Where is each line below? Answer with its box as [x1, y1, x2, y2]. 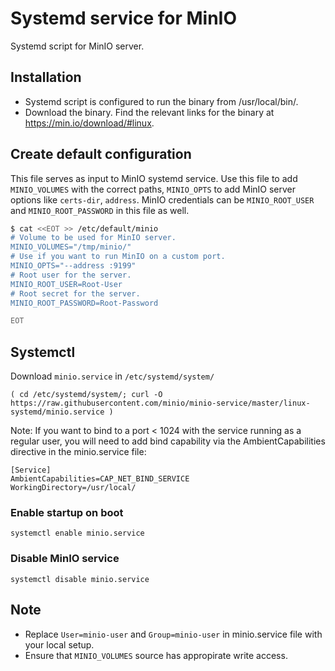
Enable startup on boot [10, 506, 124, 520]
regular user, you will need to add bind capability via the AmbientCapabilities [10, 435, 326, 447]
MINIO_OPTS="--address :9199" [10, 261, 137, 271]
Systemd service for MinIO [10, 7, 238, 30]
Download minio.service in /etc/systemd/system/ [10, 370, 215, 382]
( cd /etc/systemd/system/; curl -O [10, 390, 163, 400]
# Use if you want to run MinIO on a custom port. [10, 252, 226, 262]
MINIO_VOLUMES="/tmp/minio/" [10, 242, 132, 252]
